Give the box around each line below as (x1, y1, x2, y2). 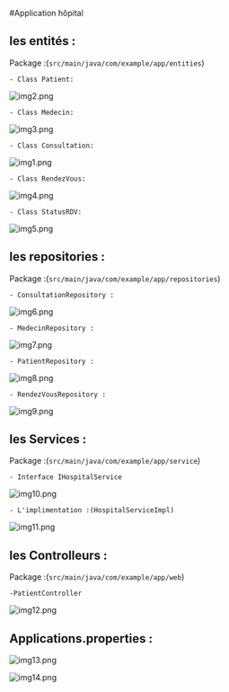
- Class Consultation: (9, 141, 94, 150)
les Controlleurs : (9, 547, 108, 563)
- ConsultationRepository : (9, 290, 115, 299)
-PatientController (9, 589, 83, 599)
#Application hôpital (9, 8, 84, 18)
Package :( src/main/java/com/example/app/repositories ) (9, 273, 221, 284)
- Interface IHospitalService (9, 473, 123, 482)
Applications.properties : (9, 631, 153, 646)
